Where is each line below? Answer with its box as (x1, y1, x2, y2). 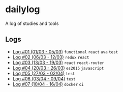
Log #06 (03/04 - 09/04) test (12, 75, 76, 82)
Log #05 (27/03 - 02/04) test (12, 70, 75, 76)
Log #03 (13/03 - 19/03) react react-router (12, 59, 104, 66)
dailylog (5, 4, 40, 15)
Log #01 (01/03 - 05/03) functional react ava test (12, 48, 118, 54)
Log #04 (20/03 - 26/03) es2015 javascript (12, 65, 104, 71)
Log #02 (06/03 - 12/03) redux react (12, 54, 89, 60)
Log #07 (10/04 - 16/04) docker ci (12, 81, 84, 87)
